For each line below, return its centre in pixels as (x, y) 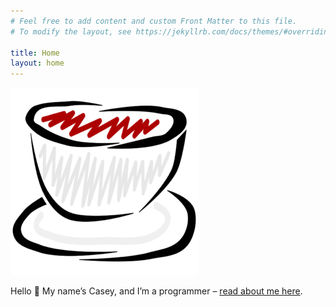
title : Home (35, 53)
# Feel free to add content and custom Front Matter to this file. (154, 21)
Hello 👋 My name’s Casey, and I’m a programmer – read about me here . (156, 291)
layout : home (37, 63)
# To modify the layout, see (71, 31)
